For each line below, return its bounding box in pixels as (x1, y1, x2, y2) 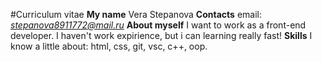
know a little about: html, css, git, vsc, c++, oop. (10, 40, 208, 52)
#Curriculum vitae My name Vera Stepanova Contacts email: (10, 9, 262, 20)
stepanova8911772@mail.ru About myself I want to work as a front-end (10, 19, 307, 31)
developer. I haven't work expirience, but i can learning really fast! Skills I (10, 30, 313, 41)
